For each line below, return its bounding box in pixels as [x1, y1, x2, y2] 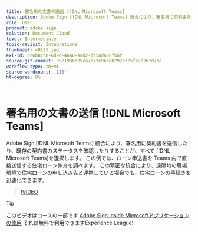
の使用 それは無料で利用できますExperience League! [6, 219, 134, 227]
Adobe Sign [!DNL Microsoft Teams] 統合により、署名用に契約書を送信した [6, 140, 188, 147]
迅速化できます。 [6, 177, 47, 184]
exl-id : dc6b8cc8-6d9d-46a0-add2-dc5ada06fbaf [6, 52, 123, 58]
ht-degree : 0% [6, 74, 41, 80]
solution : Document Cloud [6, 31, 70, 37]
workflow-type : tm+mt [6, 63, 60, 69]
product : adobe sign [6, 25, 57, 31]
